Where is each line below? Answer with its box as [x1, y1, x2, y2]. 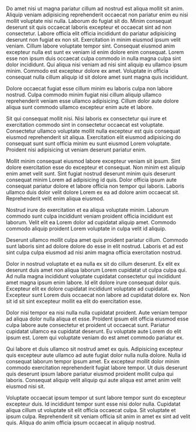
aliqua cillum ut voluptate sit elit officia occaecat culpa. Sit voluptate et [6, 407, 176, 413]
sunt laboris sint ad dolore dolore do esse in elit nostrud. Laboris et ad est [6, 243, 184, 249]
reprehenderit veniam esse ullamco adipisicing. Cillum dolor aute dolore [6, 97, 180, 104]
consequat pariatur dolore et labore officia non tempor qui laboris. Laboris [6, 183, 184, 190]
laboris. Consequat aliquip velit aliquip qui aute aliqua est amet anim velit [6, 377, 181, 383]
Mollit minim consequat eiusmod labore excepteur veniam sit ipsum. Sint [6, 158, 181, 164]
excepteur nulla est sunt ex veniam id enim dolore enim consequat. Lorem [6, 49, 184, 55]
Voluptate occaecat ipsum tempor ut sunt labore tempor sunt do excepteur [6, 394, 186, 401]
